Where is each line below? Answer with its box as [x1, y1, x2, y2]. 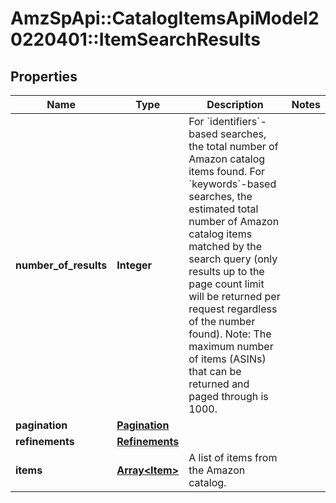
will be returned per [188, 290, 281, 303]
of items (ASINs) [188, 352, 267, 366]
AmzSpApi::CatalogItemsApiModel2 [10, 7, 320, 30]
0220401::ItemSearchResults [10, 28, 261, 51]
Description [206, 98, 264, 111]
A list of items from [188, 451, 278, 464]
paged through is [188, 390, 269, 403]
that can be [188, 365, 242, 378]
